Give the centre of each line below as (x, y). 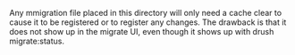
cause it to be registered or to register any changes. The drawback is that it (148, 22)
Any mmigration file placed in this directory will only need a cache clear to (146, 13)
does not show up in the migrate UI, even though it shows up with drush (142, 31)
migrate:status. (37, 41)
